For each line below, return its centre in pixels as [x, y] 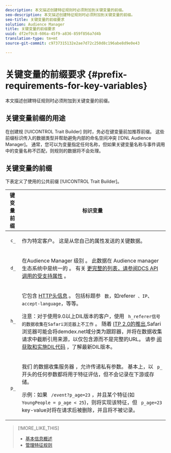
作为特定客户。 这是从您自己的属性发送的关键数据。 [84, 241]
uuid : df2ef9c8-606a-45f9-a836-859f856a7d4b [53, 34]
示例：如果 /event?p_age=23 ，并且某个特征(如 [78, 395]
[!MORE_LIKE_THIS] [38, 428]
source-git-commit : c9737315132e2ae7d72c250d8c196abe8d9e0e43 [73, 43]
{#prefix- [107, 74]
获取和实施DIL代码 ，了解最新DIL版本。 [68, 347]
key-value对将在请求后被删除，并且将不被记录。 [80, 410]
